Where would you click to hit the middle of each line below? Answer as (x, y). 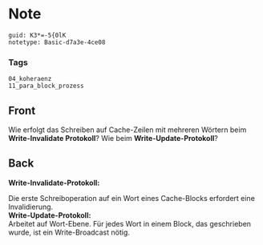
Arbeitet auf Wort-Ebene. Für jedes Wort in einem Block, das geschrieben (129, 223)
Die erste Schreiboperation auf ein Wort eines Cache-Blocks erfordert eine (131, 198)
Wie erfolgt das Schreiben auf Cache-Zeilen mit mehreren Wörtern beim (127, 130)
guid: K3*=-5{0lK (37, 35)
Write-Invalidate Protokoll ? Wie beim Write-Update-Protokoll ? (113, 139)
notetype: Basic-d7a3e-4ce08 (57, 42)
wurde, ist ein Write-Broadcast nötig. (69, 232)
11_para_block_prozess (46, 86)
